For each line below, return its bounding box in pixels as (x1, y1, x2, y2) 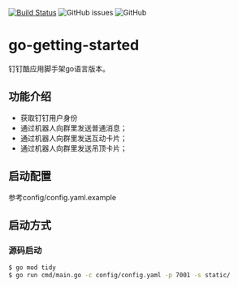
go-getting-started (8, 36, 140, 54)
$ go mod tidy (8, 263, 57, 272)
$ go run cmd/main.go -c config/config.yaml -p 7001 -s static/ (8, 272, 231, 280)
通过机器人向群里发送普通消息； (19, 122, 128, 133)
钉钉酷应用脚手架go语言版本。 (8, 63, 110, 73)
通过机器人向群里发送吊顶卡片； (19, 143, 128, 153)
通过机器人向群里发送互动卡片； (19, 133, 128, 143)
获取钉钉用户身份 (19, 113, 78, 122)
